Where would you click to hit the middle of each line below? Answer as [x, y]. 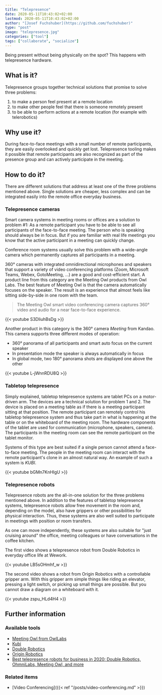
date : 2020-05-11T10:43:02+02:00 [39, 14]
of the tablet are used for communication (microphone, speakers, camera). [79, 427]
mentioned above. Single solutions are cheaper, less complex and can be [78, 192]
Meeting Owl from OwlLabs [39, 638]
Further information [35, 614]
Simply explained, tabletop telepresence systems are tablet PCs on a [73, 397]
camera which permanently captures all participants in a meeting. [70, 255]
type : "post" [18, 28]
